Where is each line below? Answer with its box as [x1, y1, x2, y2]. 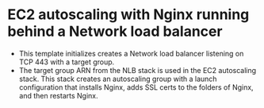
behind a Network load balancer [7, 22, 223, 40]
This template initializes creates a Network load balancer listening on [18, 48, 244, 58]
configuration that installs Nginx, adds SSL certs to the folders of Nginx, [18, 82, 254, 92]
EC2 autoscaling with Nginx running [7, 6, 250, 24]
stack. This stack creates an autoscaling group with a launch [18, 74, 217, 83]
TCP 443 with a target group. [18, 57, 115, 67]
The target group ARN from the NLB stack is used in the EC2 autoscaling [18, 65, 257, 75]
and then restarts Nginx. [18, 91, 98, 100]
